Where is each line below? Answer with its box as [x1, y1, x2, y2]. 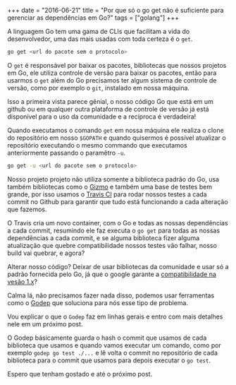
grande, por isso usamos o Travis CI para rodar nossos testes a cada [7, 190, 207, 199]
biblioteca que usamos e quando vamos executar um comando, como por [7, 340, 222, 349]
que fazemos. [7, 205, 47, 213]
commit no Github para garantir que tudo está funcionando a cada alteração [7, 197, 228, 206]
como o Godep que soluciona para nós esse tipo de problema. [7, 298, 189, 307]
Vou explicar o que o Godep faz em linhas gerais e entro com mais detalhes [7, 312, 223, 321]
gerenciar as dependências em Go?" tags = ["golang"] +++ [7, 13, 180, 22]
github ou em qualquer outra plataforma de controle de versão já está [7, 105, 209, 113]
